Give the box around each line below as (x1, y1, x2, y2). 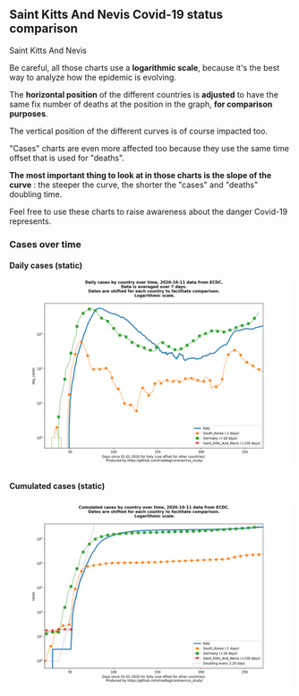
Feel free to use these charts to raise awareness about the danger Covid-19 (9, 206, 288, 217)
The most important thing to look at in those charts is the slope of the (9, 169, 272, 180)
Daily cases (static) (9, 260, 83, 271)
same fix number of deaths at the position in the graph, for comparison (9, 99, 273, 109)
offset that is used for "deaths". (9, 152, 125, 163)
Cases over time (9, 237, 82, 250)
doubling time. (9, 188, 63, 200)
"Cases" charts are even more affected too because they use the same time (9, 142, 289, 153)
